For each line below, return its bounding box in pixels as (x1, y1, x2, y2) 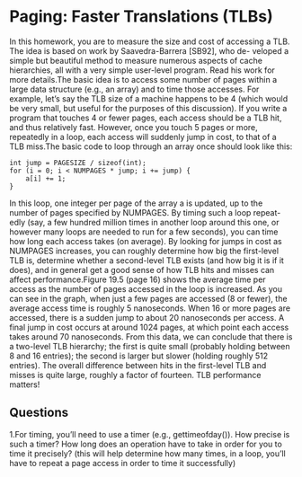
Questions (9, 405, 69, 420)
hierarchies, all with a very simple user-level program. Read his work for (9, 65, 276, 75)
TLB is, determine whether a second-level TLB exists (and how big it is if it (9, 254, 285, 266)
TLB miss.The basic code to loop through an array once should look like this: (9, 141, 293, 152)
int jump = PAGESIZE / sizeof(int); (9, 158, 147, 167)
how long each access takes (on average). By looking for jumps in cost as (9, 235, 283, 246)
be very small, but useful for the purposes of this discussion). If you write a (9, 102, 288, 113)
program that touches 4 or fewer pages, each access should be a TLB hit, (9, 112, 282, 123)
